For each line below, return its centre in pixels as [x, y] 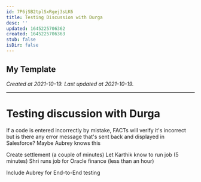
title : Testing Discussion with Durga [54, 17]
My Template [31, 69]
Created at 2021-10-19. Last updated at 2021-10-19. [70, 84]
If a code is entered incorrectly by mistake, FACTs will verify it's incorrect [96, 130]
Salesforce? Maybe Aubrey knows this [53, 143]
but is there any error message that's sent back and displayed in [85, 136]
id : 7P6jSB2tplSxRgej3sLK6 [40, 12]
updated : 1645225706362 [36, 28]
